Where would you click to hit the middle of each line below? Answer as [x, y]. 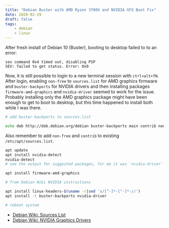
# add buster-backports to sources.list [48, 117]
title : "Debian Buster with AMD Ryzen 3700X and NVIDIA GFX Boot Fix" [81, 10]
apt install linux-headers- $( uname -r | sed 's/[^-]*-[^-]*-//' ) [73, 191]
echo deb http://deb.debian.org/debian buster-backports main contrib [81, 126]
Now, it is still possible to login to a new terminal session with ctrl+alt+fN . [82, 76]
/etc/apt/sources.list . [30, 141]
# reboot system [22, 205]
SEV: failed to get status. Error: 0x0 [47, 66]
